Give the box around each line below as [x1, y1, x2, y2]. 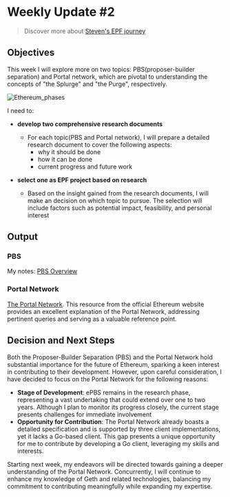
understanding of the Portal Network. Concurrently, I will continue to [7, 467, 201, 476]
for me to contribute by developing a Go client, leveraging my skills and [17, 439, 220, 447]
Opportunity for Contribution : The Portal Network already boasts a [17, 417, 209, 425]
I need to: [7, 106, 34, 114]
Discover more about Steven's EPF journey [23, 27, 146, 35]
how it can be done [37, 155, 93, 163]
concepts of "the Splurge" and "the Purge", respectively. [7, 80, 167, 88]
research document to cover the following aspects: [27, 140, 172, 149]
